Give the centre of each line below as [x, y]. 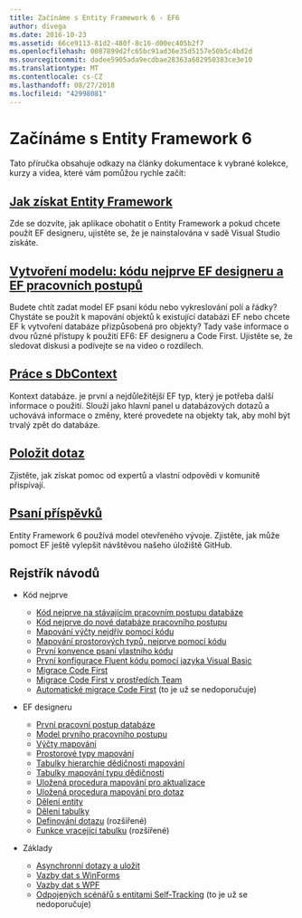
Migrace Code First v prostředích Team [109, 680]
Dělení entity [60, 802]
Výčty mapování [66, 744]
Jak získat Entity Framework [91, 202]
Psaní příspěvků [56, 513]
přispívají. [28, 485]
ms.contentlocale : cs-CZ [56, 77]
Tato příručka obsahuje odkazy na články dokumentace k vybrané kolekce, [149, 163]
